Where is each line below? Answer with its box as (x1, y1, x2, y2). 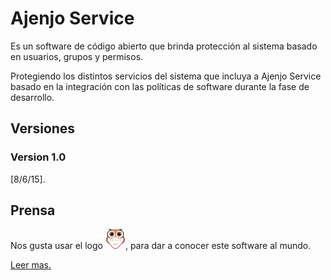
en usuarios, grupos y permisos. (10, 50, 144, 62)
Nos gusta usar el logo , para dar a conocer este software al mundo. (10, 240, 312, 252)
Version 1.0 (10, 150, 67, 164)
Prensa (10, 202, 56, 219)
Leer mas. (10, 259, 52, 271)
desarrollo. (10, 91, 55, 103)
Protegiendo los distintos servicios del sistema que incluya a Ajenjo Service (10, 70, 322, 82)
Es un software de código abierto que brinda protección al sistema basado (10, 40, 318, 52)
